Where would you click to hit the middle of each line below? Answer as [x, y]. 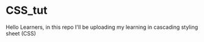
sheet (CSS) [21, 33]
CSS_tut [27, 10]
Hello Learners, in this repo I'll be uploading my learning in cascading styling [102, 27]
